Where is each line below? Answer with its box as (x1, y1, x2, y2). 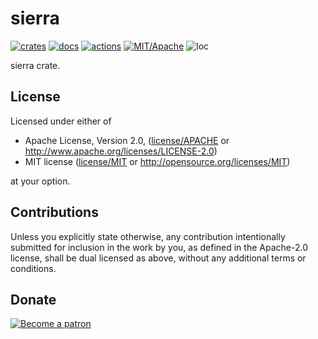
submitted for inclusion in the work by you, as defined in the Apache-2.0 (10, 241, 308, 253)
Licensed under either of (10, 115, 112, 127)
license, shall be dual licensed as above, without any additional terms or (10, 252, 307, 264)
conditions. (10, 262, 57, 274)
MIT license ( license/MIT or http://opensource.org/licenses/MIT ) (24, 155, 291, 167)
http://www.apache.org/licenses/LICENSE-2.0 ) (24, 145, 218, 157)
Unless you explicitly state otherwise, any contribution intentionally (10, 230, 286, 242)
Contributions (10, 204, 99, 221)
